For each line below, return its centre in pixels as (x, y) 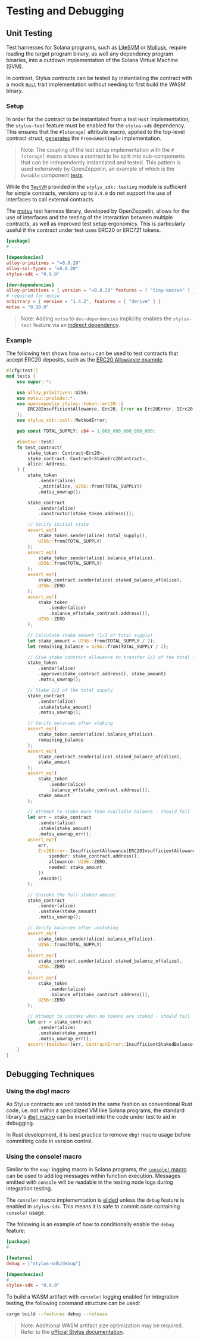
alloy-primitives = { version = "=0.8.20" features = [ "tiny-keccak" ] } (101, 290)
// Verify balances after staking (70, 723)
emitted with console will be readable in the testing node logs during (90, 1182)
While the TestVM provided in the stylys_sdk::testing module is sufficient (96, 187)
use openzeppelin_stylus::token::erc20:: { (70, 404)
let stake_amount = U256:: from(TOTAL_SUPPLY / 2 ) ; (92, 641)
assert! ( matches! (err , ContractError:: (77, 1044)
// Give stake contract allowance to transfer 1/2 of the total (109, 657)
